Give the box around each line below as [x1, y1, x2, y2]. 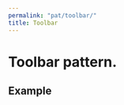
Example [8, 84, 52, 98]
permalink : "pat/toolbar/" [8, 11, 97, 20]
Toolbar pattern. [8, 53, 117, 71]
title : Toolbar [8, 19, 58, 27]
